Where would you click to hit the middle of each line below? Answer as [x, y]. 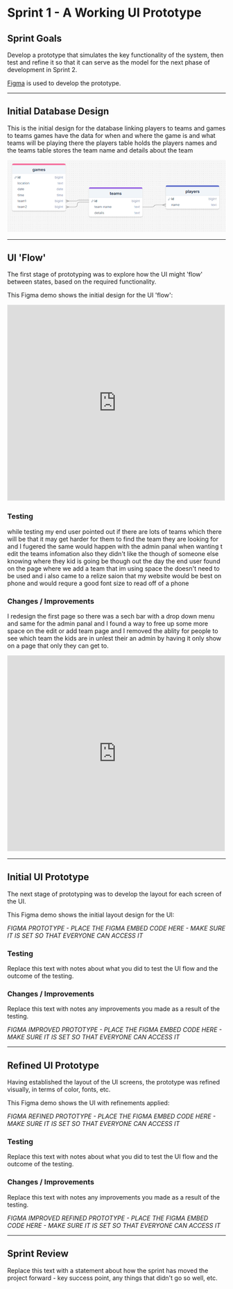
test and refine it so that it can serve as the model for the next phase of [109, 62]
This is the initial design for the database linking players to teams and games [116, 128]
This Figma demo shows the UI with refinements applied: [88, 1103]
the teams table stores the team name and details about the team [100, 150]
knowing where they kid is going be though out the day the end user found [114, 561]
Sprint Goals [35, 38]
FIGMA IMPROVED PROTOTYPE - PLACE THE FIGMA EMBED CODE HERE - [114, 1030]
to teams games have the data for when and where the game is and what [112, 135]
